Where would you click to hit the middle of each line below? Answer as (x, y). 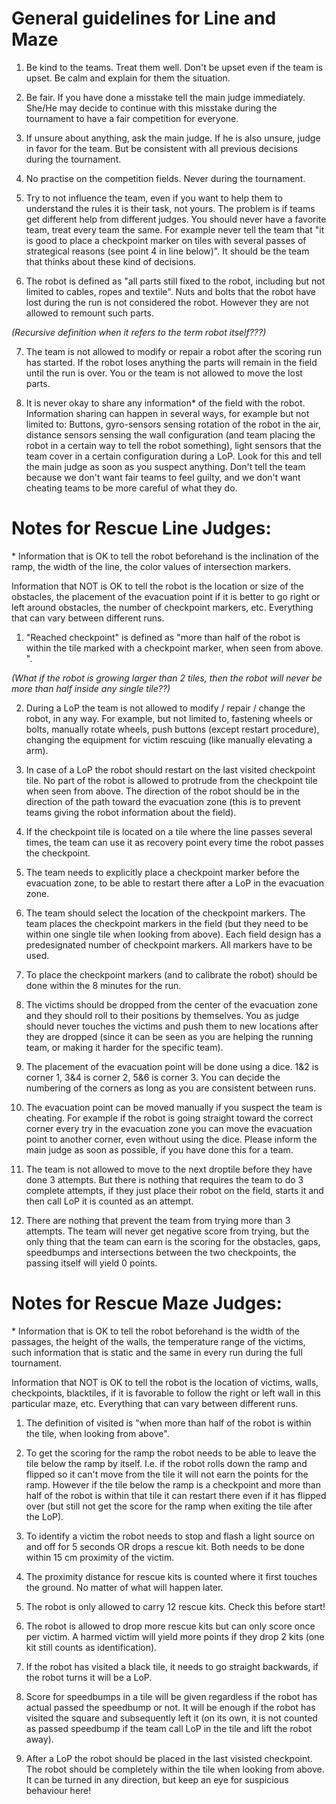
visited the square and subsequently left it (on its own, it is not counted (171, 1718)
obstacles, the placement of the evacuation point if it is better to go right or (166, 596)
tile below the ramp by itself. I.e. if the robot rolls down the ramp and (166, 1463)
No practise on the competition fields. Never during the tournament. (165, 178)
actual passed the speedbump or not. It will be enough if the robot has (170, 1707)
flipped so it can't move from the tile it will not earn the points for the (167, 1474)
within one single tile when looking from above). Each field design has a (173, 934)
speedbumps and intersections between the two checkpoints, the (161, 1252)
